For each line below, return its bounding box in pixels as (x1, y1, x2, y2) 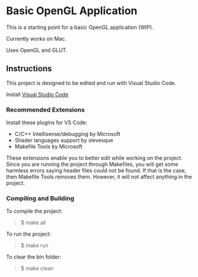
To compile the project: (6, 208, 63, 215)
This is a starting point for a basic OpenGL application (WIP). (6, 24, 154, 31)
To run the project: (6, 230, 51, 237)
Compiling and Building (6, 194, 75, 202)
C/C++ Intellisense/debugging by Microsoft (14, 131, 121, 138)
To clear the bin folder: (6, 253, 61, 260)
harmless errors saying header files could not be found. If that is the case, (6, 167, 186, 174)
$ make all (20, 219, 46, 226)
